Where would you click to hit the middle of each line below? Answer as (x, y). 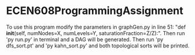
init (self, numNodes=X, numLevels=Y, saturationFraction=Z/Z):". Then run (96, 33)
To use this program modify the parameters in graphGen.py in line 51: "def (96, 27)
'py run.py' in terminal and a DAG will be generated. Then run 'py (85, 39)
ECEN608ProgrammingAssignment (95, 11)
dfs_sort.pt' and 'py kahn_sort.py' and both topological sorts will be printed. (98, 46)
